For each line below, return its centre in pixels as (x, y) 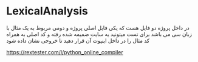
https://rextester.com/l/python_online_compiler (65, 52)
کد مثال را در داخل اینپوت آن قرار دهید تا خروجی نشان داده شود (78, 40)
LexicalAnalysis (47, 11)
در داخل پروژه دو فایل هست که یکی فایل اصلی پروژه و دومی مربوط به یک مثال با (98, 28)
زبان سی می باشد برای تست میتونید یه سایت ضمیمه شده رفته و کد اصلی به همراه (99, 34)
